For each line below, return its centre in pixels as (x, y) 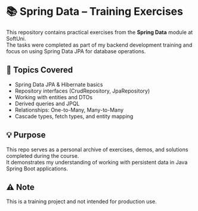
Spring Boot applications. (37, 169)
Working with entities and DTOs (54, 97)
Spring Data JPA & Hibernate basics (59, 84)
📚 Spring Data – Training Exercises (95, 12)
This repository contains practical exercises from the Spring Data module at (100, 32)
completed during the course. (43, 155)
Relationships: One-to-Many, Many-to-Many (69, 110)
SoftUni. (16, 38)
